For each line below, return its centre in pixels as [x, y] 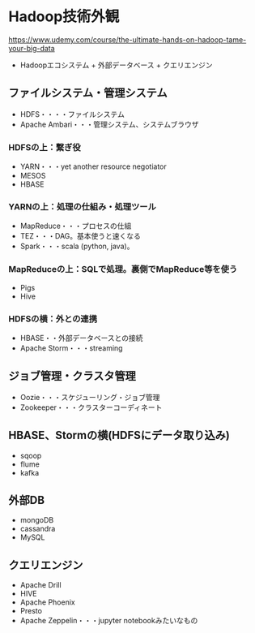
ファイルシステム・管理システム [88, 93]
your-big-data [32, 48]
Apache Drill [41, 585]
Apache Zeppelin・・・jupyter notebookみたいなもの [109, 621]
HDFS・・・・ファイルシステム [72, 114]
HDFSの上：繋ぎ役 [45, 147]
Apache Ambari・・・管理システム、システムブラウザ [110, 124]
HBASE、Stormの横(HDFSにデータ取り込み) [119, 435]
